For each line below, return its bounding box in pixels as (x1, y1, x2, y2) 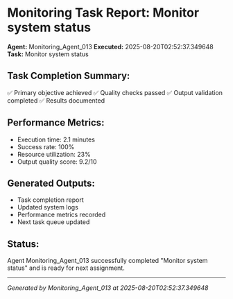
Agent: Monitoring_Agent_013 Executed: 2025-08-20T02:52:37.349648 (7, 42, 214, 51)
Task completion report (17, 196, 85, 204)
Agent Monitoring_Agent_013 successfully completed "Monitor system (7, 257, 208, 265)
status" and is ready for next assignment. (7, 264, 125, 272)
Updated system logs (17, 203, 78, 212)
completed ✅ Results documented (7, 96, 105, 105)
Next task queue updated (17, 218, 90, 226)
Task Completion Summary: (7, 70, 130, 82)
